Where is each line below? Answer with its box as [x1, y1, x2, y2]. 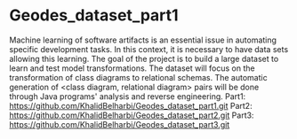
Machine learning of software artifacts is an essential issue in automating [9, 35, 277, 45]
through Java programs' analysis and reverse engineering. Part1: [9, 90, 246, 102]
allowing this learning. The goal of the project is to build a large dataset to [9, 53, 279, 64]
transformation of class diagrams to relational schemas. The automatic [9, 72, 269, 82]
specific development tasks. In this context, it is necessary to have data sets [9, 43, 289, 54]
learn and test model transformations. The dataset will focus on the [9, 63, 255, 73]
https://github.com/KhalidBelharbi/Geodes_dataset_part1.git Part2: [9, 100, 253, 111]
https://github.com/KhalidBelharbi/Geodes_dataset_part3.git [9, 119, 230, 129]
